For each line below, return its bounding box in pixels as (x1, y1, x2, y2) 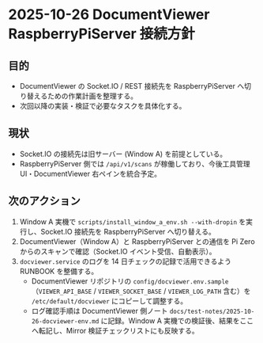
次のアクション (8, 194, 81, 208)
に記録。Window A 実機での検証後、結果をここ (100, 315, 254, 326)
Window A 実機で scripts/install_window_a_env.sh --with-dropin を (19, 216, 246, 227)
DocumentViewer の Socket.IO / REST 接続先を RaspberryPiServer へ (19, 82, 245, 90)
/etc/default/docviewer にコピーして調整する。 (31, 295, 188, 306)
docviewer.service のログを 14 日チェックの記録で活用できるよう (19, 256, 231, 266)
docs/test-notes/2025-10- (169, 307, 255, 315)
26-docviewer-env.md (31, 317, 100, 326)
